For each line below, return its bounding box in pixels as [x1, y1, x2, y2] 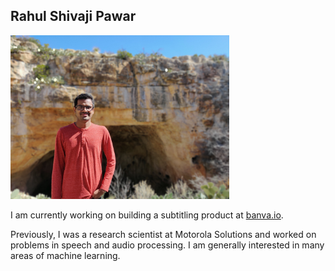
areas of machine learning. [10, 250, 121, 262]
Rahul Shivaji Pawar [10, 8, 137, 25]
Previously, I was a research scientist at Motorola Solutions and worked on [10, 229, 317, 241]
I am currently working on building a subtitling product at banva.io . [10, 209, 284, 221]
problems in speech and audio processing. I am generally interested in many [10, 239, 325, 251]
